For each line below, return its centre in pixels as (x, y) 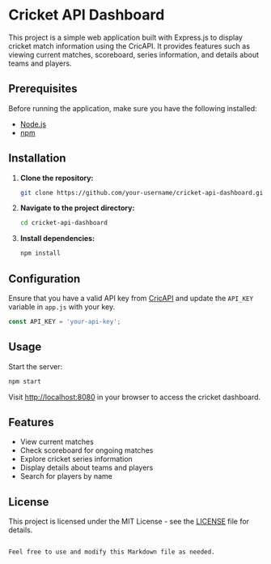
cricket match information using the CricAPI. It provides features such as (129, 45)
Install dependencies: (57, 239)
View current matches (57, 442)
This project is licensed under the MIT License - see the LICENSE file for (129, 522)
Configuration (44, 279)
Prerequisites (43, 89)
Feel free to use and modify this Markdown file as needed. (112, 552)
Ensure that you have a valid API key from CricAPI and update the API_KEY (131, 298)
